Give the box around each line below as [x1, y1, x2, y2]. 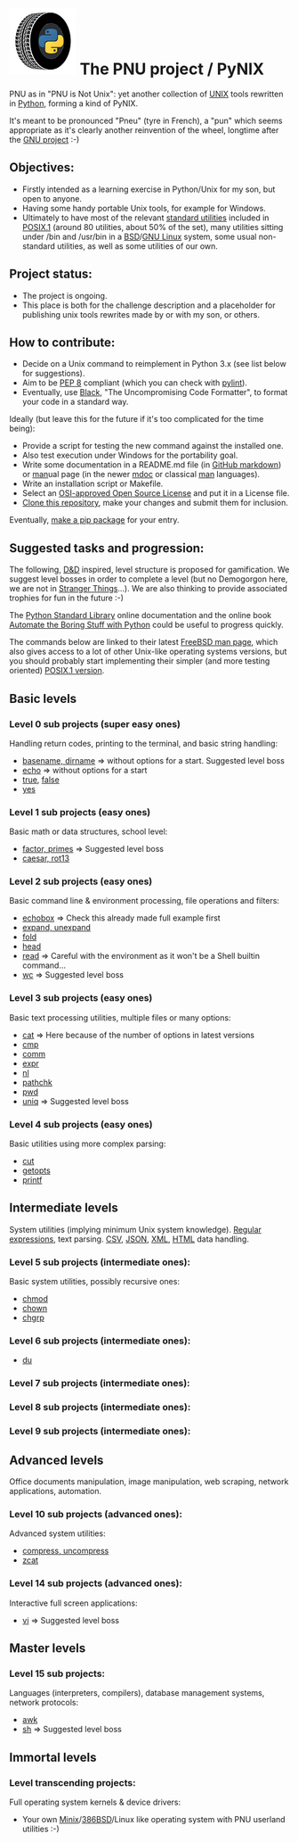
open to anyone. [21, 193, 83, 203]
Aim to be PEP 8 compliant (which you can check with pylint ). [21, 377, 247, 388]
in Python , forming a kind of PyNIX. [9, 97, 139, 109]
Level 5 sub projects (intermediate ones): [9, 1256, 191, 1268]
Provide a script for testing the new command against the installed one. [21, 441, 284, 451]
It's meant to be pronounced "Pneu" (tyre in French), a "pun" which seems [9, 115, 283, 126]
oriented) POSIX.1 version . [9, 665, 105, 676]
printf [21, 1175, 43, 1185]
